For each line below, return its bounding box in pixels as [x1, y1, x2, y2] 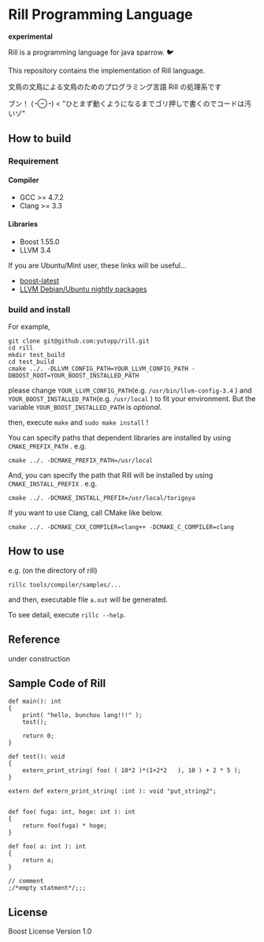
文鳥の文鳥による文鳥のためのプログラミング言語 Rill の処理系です [8, 81, 222, 92]
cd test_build [8, 358, 55, 366]
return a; [22, 857, 55, 865]
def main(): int [8, 697, 61, 706]
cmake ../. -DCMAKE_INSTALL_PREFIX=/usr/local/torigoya [8, 494, 195, 502]
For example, [8, 321, 51, 331]
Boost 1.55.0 [19, 237, 60, 246]
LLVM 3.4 [19, 245, 51, 254]
